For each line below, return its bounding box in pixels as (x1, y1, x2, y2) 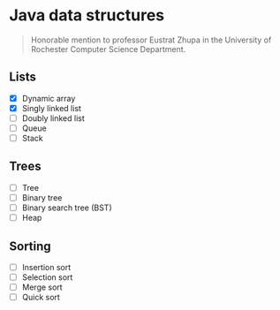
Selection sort (21, 272, 73, 283)
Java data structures (9, 5, 165, 26)
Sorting (9, 238, 51, 253)
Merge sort (21, 282, 64, 292)
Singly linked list (21, 102, 82, 113)
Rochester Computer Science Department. (30, 43, 186, 54)
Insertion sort (21, 261, 72, 272)
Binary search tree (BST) (21, 202, 112, 213)
